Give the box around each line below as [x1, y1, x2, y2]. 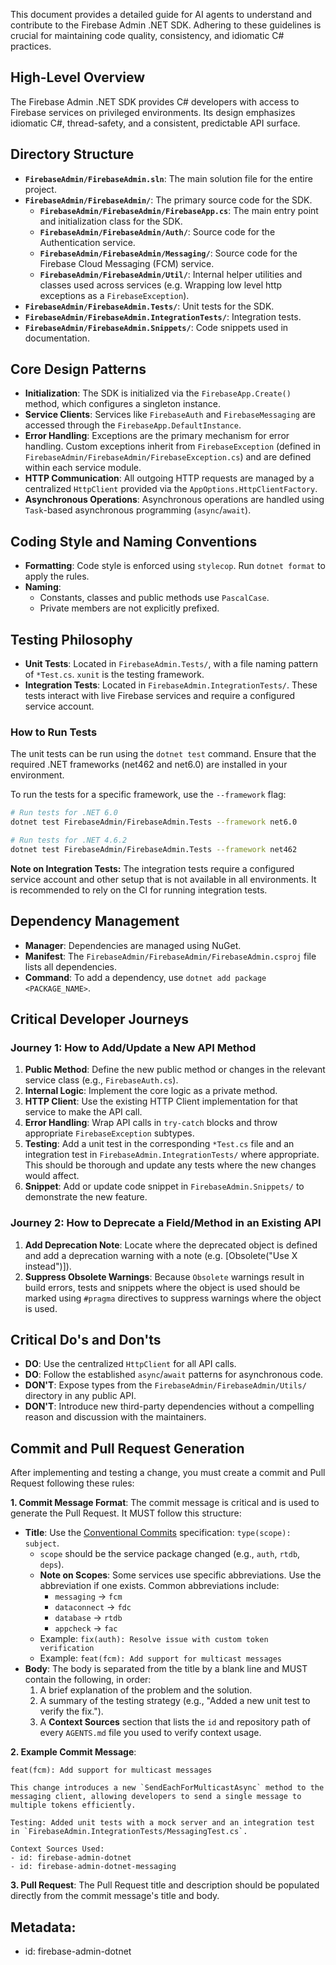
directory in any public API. [24, 1390, 137, 1402]
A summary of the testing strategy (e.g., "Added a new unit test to [39, 1695, 311, 1707]
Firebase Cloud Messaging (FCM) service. [39, 257, 215, 269]
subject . [24, 1537, 60, 1549]
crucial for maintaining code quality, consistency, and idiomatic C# [10, 30, 285, 41]
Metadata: [10, 1919, 77, 1936]
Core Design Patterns [10, 361, 147, 378]
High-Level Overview [10, 69, 146, 86]
